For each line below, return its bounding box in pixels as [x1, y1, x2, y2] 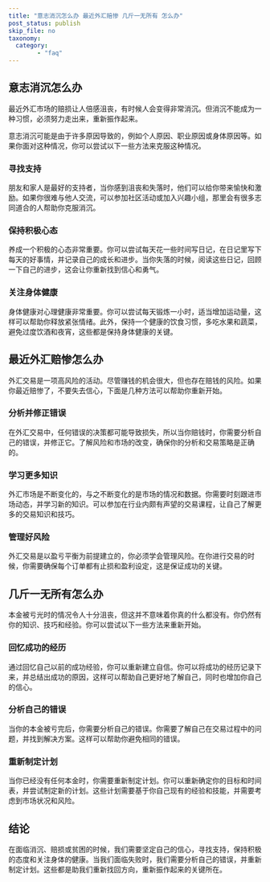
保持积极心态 [8, 225, 59, 236]
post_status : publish [8, 19, 81, 27]
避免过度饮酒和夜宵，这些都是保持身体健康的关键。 [8, 326, 178, 336]
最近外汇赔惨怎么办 [8, 353, 104, 367]
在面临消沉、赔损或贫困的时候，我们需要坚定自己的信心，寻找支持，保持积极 [8, 844, 262, 854]
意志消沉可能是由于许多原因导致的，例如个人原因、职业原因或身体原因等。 [8, 130, 255, 141]
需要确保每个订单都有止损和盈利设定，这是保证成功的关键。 [29, 561, 227, 571]
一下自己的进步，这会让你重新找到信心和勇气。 [8, 265, 163, 274]
